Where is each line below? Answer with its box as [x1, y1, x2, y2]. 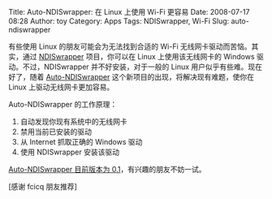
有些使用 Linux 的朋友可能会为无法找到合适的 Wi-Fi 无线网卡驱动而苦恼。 [8, 41, 252, 51]
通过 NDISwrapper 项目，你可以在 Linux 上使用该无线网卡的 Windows [22, 52, 255, 61]
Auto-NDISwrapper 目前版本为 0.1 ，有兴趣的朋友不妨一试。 [8, 165, 206, 174]
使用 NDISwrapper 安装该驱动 [19, 147, 120, 157]
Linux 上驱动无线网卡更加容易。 [8, 82, 114, 92]
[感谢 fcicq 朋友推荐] [8, 182, 77, 191]
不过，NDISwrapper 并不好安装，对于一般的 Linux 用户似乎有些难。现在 [22, 62, 262, 71]
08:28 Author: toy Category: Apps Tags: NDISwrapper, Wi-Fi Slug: [8, 16, 230, 26]
